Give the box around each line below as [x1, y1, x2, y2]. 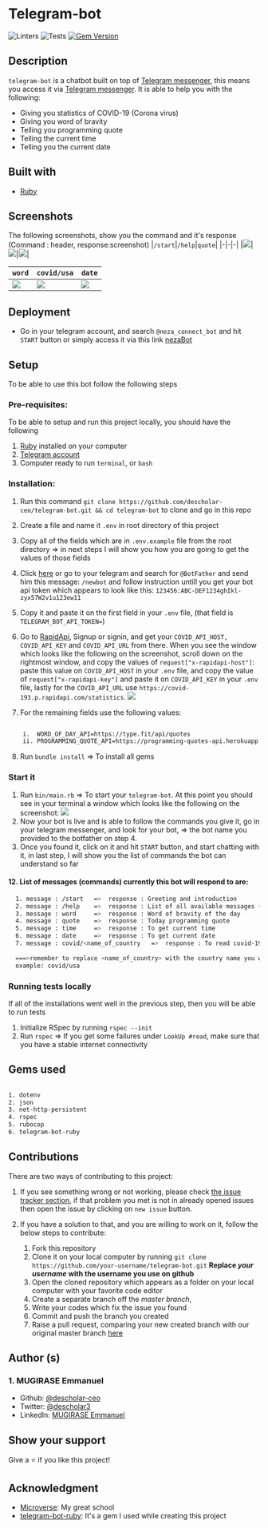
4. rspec [8, 1113, 37, 1121]
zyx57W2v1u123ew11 [19, 593, 81, 601]
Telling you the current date [19, 141, 111, 152]
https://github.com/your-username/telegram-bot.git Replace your [31, 1260, 254, 1270]
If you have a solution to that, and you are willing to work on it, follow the [19, 1219, 258, 1228]
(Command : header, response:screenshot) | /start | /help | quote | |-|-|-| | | [8, 240, 254, 250]
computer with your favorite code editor [31, 1285, 164, 1295]
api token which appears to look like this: [19, 585, 154, 595]
